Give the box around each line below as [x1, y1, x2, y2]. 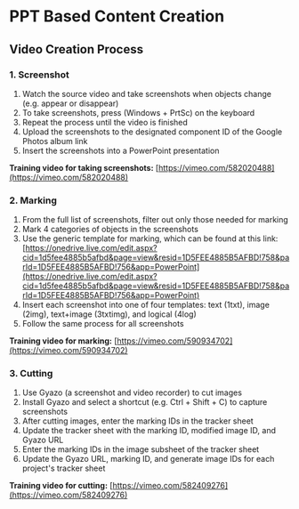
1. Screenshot [9, 69, 69, 81]
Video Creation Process [9, 42, 144, 57]
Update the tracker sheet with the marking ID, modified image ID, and [21, 425, 276, 436]
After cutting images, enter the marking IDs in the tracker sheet [21, 416, 254, 426]
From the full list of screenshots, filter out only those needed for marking [21, 214, 289, 225]
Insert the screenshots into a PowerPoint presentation [21, 145, 220, 156]
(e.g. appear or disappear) [21, 98, 119, 109]
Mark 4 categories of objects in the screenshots [21, 224, 198, 235]
